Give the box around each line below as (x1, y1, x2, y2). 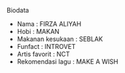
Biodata (6, 6, 29, 14)
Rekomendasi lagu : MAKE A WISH (16, 57, 119, 66)
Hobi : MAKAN (16, 28, 60, 35)
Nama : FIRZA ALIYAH (16, 20, 82, 28)
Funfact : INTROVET (16, 43, 76, 50)
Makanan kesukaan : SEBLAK (16, 35, 104, 43)
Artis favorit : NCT (16, 50, 70, 58)
